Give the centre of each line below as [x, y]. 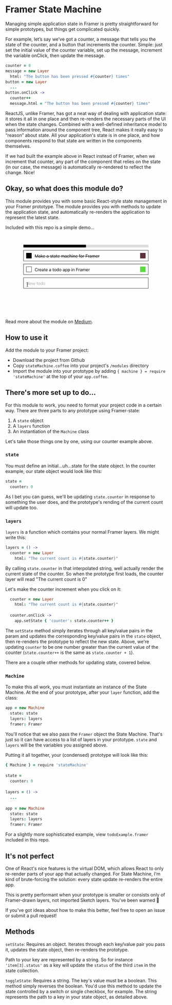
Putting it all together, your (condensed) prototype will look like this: [77, 755]
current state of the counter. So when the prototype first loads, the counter [84, 574]
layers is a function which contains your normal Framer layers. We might [82, 532]
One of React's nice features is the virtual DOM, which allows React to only [84, 869]
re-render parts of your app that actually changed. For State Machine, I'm [83, 874]
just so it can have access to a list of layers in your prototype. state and [81, 739]
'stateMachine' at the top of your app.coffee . [61, 376]
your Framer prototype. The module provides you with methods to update [83, 206]
